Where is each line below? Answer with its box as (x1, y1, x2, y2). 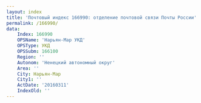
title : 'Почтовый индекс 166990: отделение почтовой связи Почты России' (6, 15, 197, 21)
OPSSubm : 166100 (17, 48, 59, 55)
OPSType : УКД (17, 43, 50, 49)
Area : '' (17, 65, 39, 71)
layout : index (6, 8, 43, 15)
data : (6, 25, 20, 32)
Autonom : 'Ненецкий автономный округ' (17, 59, 115, 65)
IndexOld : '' (17, 88, 50, 94)
